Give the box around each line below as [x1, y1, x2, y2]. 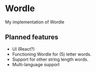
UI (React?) [12, 46, 35, 52]
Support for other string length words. [12, 56, 89, 62]
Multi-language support [12, 61, 60, 67]
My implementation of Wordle [5, 19, 65, 25]
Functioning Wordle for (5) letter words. [12, 51, 92, 57]
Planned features [5, 33, 58, 41]
